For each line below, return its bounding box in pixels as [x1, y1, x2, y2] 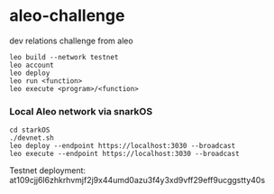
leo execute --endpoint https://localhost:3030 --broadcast [9, 150, 241, 159]
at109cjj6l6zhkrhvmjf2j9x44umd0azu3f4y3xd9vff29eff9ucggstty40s [9, 175, 266, 186]
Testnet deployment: [9, 165, 87, 176]
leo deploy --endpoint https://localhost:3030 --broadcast [9, 142, 236, 151]
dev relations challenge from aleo [9, 35, 133, 46]
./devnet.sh [9, 134, 54, 143]
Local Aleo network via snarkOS [9, 105, 153, 117]
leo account [9, 60, 54, 69]
